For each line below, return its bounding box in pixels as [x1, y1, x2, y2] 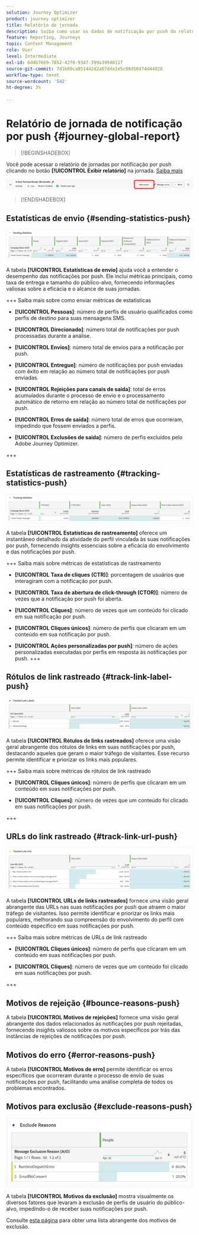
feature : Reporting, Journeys [6, 34, 81, 41]
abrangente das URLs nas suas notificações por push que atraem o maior [6, 904, 186, 911]
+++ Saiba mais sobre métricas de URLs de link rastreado [6, 934, 147, 941]
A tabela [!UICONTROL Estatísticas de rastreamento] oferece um [6, 529, 168, 536]
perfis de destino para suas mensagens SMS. [14, 314, 126, 321]
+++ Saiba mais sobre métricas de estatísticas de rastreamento [6, 559, 161, 567]
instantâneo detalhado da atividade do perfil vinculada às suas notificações [6, 535, 191, 542]
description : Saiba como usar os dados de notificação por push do [6, 28, 176, 34]
